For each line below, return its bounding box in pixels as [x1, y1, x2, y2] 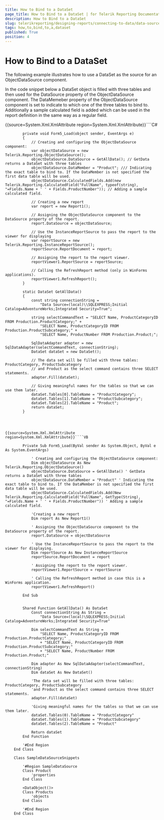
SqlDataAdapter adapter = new [31, 341, 93, 345]
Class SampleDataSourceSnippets [14, 755, 80, 760]
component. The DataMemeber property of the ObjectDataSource [5, 96, 138, 103]
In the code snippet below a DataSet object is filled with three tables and [5, 86, 151, 92]
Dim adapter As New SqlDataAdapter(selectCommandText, [31, 661, 145, 666]
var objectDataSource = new [31, 148, 89, 153]
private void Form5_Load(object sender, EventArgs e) [22, 131, 134, 136]
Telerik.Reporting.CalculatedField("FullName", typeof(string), [5, 182, 139, 187]
